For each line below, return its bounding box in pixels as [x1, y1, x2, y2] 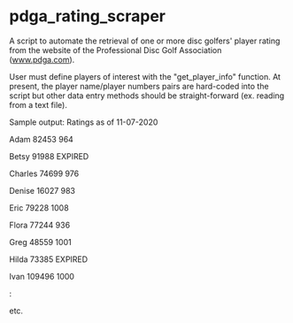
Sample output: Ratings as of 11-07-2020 [9, 117, 158, 127]
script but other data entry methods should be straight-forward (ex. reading [9, 90, 285, 101]
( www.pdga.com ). [9, 54, 75, 65]
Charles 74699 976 [9, 168, 80, 179]
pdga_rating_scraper [9, 6, 166, 27]
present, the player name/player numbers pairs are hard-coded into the [9, 81, 269, 91]
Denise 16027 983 [9, 185, 76, 196]
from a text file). [9, 99, 68, 110]
